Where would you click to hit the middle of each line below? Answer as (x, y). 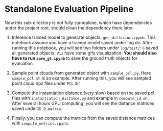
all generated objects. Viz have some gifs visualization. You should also (84, 53)
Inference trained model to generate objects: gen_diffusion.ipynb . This (84, 37)
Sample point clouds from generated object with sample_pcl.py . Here (81, 73)
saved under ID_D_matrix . (37, 108)
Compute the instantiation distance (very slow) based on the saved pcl (83, 93)
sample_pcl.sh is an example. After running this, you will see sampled (81, 78)
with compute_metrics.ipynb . (40, 123)
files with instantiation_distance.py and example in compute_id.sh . (80, 98)
